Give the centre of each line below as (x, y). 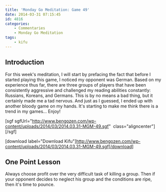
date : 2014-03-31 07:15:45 (33, 14)
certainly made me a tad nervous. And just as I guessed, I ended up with (79, 100)
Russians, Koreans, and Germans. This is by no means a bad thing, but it (79, 96)
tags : (11, 38)
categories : (17, 24)
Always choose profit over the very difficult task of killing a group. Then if (80, 174)
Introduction (25, 62)
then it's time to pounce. (30, 185)
